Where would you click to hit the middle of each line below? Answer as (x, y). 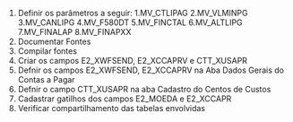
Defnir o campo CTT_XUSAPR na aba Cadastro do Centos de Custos (144, 89)
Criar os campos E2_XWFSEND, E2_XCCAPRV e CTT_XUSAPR (133, 61)
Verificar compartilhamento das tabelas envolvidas (112, 108)
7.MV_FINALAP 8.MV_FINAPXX (74, 32)
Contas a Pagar (46, 79)
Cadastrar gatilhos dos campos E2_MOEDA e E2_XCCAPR (125, 99)
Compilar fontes (47, 51)
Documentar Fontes (54, 41)
